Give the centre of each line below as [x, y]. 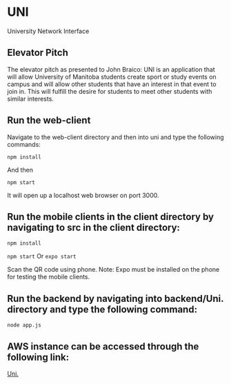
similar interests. [30, 99]
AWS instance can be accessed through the [103, 346]
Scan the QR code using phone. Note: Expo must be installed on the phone [113, 270]
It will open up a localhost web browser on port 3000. [83, 195]
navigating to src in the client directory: [94, 227]
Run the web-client [49, 120]
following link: [38, 357]
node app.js [24, 325]
